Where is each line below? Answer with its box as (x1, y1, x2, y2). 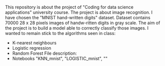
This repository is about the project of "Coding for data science (5, 4, 134, 10)
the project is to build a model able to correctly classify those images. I (5, 25, 149, 31)
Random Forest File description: (12, 50, 77, 56)
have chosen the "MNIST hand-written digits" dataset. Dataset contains (5, 15, 151, 20)
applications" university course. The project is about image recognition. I (5, 9, 153, 15)
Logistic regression (12, 45, 52, 51)
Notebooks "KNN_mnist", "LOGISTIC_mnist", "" (12, 56, 108, 61)
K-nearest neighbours (12, 40, 57, 46)
